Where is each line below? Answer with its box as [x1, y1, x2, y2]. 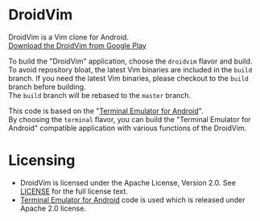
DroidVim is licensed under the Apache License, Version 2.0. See [19, 178, 236, 187]
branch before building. [8, 82, 86, 92]
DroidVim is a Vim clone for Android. [8, 32, 129, 42]
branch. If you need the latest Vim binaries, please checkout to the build [8, 73, 249, 83]
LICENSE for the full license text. [19, 186, 129, 196]
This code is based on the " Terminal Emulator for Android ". [8, 106, 204, 116]
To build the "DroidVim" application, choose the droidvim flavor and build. [8, 56, 253, 66]
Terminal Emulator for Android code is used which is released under [19, 194, 246, 204]
